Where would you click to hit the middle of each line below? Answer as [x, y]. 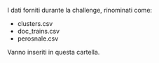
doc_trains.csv [39, 31]
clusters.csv [35, 23]
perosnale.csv [38, 38]
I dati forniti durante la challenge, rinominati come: [80, 10]
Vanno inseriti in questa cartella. [54, 52]
